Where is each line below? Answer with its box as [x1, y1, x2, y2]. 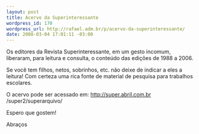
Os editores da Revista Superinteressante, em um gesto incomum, [6, 48, 171, 55]
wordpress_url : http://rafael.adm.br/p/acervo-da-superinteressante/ [6, 25, 186, 32]
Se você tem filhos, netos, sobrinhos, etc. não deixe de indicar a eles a [6, 66, 183, 73]
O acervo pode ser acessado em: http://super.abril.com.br [6, 91, 151, 98]
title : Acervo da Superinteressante [6, 15, 99, 21]
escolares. [6, 79, 32, 87]
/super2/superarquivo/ [6, 98, 63, 105]
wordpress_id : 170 [6, 20, 53, 26]
